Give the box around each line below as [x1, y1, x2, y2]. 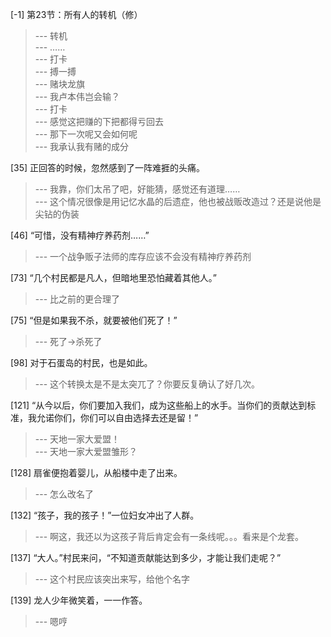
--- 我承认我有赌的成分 [34, 141, 130, 152]
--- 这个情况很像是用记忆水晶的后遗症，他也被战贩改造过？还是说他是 [34, 196, 322, 207]
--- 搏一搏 [34, 66, 77, 77]
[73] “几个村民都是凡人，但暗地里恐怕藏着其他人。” [10, 272, 217, 283]
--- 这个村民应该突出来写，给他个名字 [34, 573, 191, 585]
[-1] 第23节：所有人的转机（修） [10, 9, 143, 20]
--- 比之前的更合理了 [34, 293, 121, 305]
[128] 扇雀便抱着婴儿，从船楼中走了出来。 [10, 467, 183, 478]
